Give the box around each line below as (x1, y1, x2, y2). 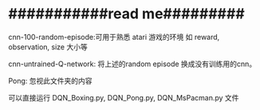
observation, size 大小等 (8, 41, 88, 52)
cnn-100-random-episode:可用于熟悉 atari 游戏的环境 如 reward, (8, 32, 220, 41)
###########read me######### (8, 5, 245, 23)
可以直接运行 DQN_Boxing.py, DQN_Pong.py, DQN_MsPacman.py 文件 (8, 92, 239, 102)
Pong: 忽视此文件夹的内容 (8, 76, 93, 85)
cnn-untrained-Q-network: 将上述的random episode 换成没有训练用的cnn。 (8, 59, 257, 69)
